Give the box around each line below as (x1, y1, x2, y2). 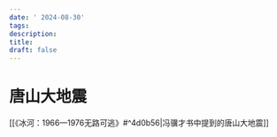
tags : (9, 21, 29, 30)
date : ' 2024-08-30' (9, 12, 86, 22)
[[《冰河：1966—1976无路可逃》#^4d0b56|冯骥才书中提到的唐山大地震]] (9, 118, 270, 128)
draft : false (9, 46, 58, 55)
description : (9, 29, 58, 38)
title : (9, 37, 34, 47)
